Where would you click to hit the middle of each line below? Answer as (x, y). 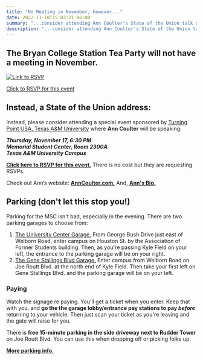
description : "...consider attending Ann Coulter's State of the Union (98, 29)
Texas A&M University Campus (46, 153)
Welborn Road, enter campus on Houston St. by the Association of (98, 241)
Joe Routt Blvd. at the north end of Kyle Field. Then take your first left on (105, 267)
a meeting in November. (52, 62)
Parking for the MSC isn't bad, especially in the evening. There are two (94, 216)
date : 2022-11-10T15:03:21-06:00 (48, 17)
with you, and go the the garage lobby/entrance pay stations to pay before (101, 308)
